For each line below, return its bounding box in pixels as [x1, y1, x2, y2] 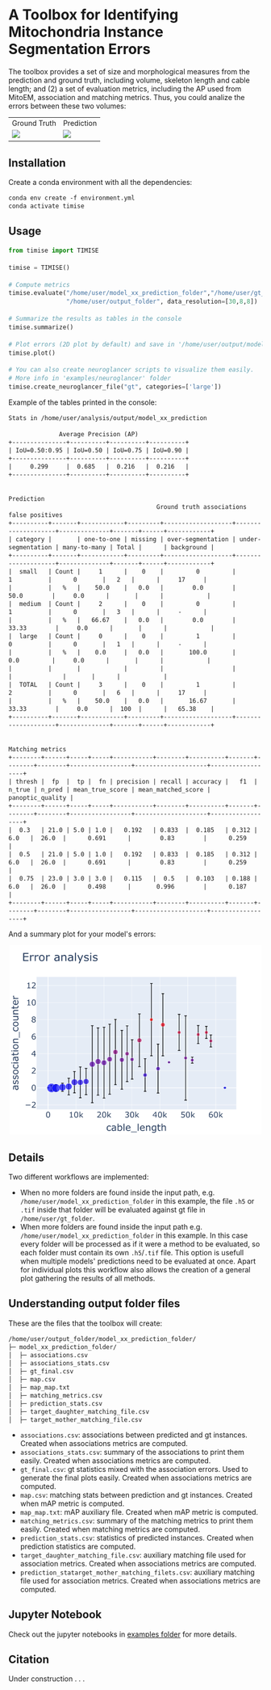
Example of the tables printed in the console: [8, 397, 157, 407]
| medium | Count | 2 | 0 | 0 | [8, 599, 236, 607]
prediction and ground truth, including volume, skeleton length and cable [8, 75, 250, 85]
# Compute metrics [8, 280, 70, 288]
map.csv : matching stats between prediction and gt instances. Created [19, 1490, 252, 1499]
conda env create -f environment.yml [8, 194, 135, 203]
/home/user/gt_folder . [19, 1213, 95, 1223]
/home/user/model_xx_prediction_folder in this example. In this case [19, 1230, 248, 1241]
